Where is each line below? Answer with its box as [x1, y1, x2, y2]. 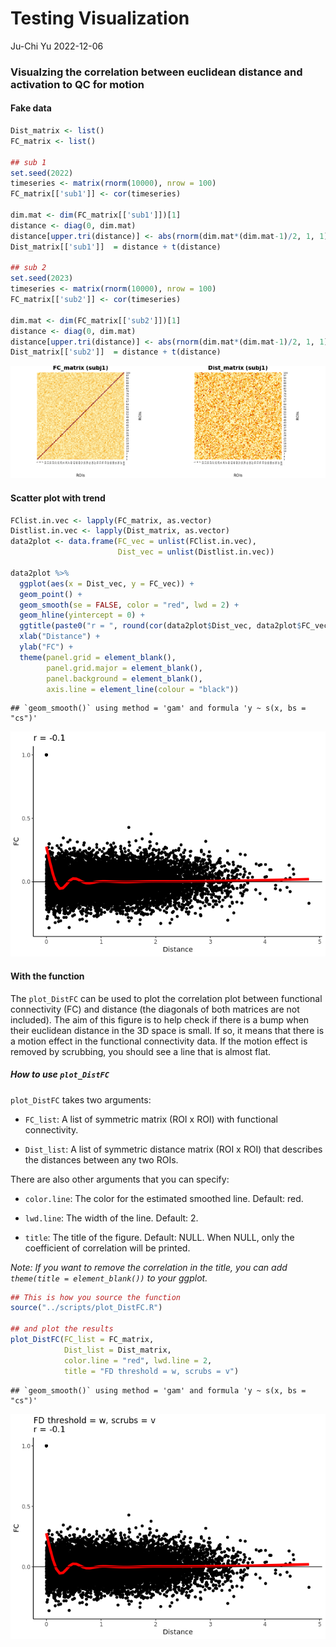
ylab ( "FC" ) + [19, 642, 74, 652]
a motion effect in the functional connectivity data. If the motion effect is [10, 1035, 308, 1047]
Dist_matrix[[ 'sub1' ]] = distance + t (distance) [10, 242, 222, 252]
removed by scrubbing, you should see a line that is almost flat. [10, 1045, 272, 1057]
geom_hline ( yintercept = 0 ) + [19, 610, 145, 621]
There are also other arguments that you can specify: [10, 1173, 230, 1185]
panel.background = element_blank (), [46, 673, 203, 684]
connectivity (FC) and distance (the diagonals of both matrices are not [10, 1003, 300, 1015]
